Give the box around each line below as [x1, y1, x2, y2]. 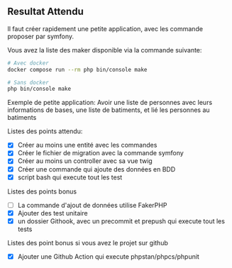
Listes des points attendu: [7, 127, 83, 135]
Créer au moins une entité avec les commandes [17, 141, 158, 150]
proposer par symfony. [7, 32, 74, 40]
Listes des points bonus [7, 187, 77, 196]
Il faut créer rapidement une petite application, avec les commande [7, 24, 204, 33]
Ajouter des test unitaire [17, 208, 88, 217]
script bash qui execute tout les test [17, 173, 123, 182]
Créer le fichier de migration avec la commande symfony [17, 149, 184, 157]
